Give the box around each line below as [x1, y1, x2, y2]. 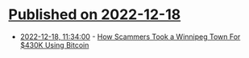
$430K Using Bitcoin [19, 40, 89, 49]
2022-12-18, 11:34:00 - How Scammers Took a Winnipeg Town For [19, 32, 241, 41]
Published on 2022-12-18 [8, 6, 181, 24]
